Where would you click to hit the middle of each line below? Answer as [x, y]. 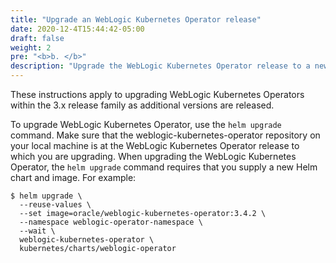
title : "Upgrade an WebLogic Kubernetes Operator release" [136, 19]
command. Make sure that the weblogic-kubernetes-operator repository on [165, 135]
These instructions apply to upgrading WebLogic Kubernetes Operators [157, 94]
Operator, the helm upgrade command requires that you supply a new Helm [164, 167]
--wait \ [37, 231]
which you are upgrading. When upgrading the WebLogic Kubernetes [153, 156]
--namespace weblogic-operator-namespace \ [111, 222]
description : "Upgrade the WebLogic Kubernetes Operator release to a [160, 66]
